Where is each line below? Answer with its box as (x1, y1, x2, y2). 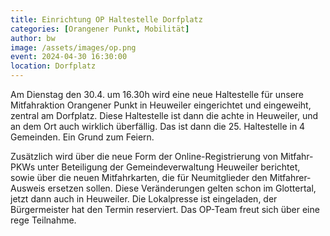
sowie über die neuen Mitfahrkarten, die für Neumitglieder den (10, 172, 268, 183)
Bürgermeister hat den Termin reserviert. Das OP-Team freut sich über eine (10, 204, 320, 215)
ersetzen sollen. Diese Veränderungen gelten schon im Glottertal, (47, 182, 317, 194)
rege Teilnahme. (10, 214, 77, 226)
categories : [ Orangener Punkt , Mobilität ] (10, 24, 190, 34)
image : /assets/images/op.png (10, 42, 137, 53)
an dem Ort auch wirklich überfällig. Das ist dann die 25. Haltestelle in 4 (10, 121, 306, 132)
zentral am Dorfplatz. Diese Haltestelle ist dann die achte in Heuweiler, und (10, 110, 319, 121)
